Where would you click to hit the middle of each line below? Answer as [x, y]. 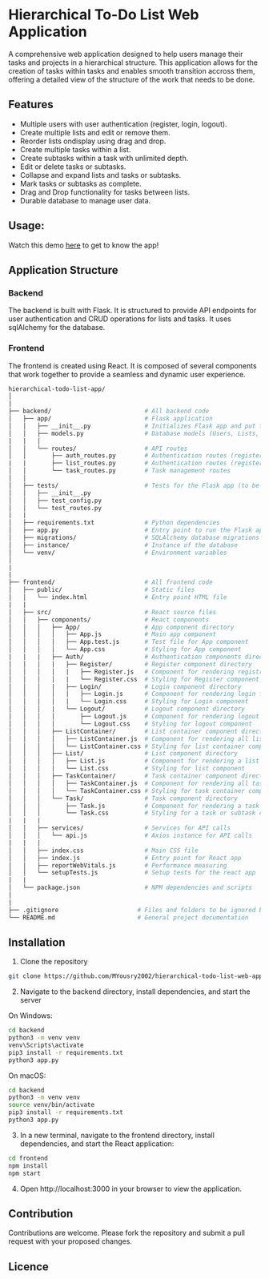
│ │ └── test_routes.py [55, 508]
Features [31, 105]
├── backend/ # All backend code [109, 411]
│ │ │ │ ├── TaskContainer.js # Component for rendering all [128, 783]
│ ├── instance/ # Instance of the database [123, 545]
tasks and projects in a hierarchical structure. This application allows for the [133, 62]
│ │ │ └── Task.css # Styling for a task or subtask [132, 813]
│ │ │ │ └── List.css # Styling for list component [127, 769]
